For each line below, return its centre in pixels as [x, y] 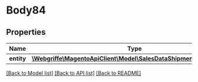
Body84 [26, 10]
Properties [26, 32]
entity [18, 58]
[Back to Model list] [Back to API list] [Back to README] [74, 73]
